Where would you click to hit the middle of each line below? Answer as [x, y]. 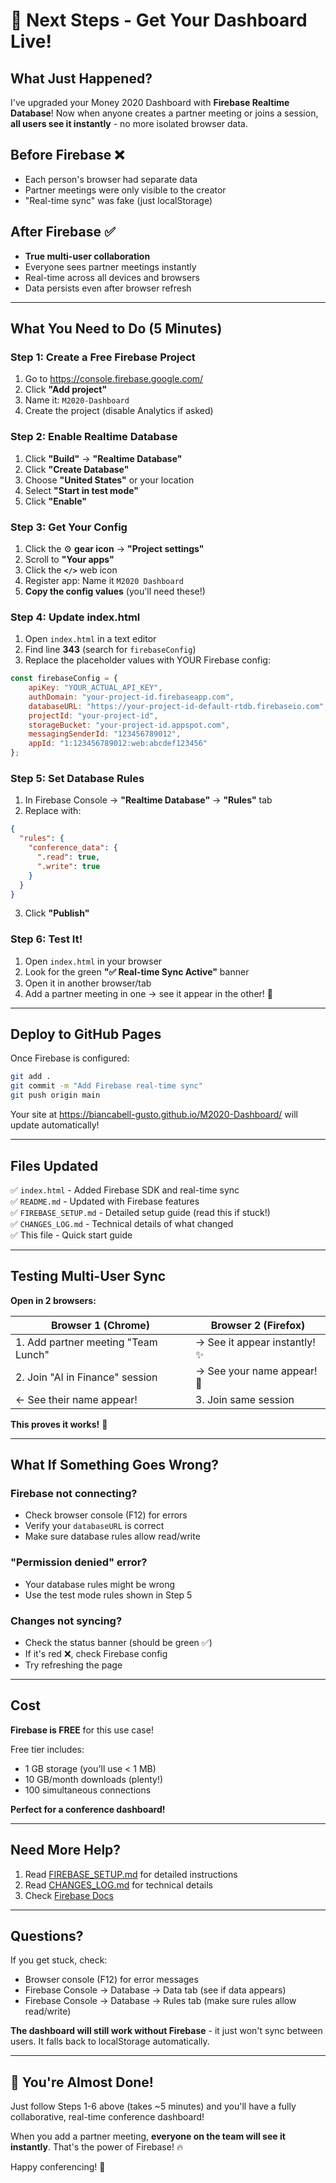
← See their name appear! [76, 1399]
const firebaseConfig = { [64, 679]
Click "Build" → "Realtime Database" [103, 458]
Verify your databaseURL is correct [94, 1526]
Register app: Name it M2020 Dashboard [104, 580]
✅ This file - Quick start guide [71, 1235]
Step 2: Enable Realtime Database [94, 437]
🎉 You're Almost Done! [82, 2082]
